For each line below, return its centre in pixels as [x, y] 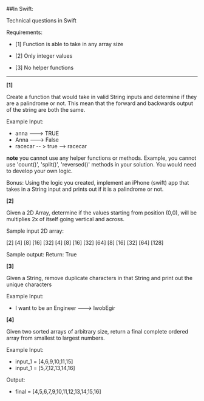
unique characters [29, 284]
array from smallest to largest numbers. [56, 338]
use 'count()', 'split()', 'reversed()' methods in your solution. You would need [101, 164]
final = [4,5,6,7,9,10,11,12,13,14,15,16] [58, 392]
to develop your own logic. [39, 171]
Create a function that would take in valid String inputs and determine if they [102, 97]
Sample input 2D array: [35, 231]
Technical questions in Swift [42, 20]
